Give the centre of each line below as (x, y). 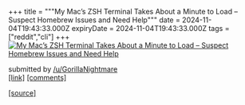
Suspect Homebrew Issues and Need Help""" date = (95, 20)
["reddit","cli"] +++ (39, 37)
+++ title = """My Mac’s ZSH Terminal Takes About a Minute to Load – (123, 12)
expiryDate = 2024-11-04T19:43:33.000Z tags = (150, 28)
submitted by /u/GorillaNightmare (63, 69)
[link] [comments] (38, 78)
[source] (22, 93)
